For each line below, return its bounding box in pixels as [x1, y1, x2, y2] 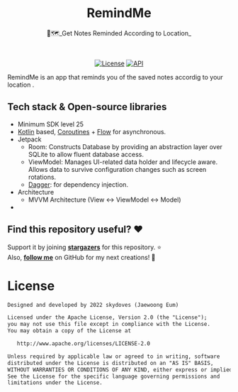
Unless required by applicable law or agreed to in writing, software [7, 353, 220, 360]
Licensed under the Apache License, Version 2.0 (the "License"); [7, 314, 208, 321]
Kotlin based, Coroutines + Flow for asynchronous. [17, 127, 166, 136]
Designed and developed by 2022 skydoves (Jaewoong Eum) [7, 301, 179, 308]
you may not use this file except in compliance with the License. [7, 321, 211, 328]
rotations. [28, 173, 57, 181]
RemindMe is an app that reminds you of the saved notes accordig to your [7, 72, 223, 81]
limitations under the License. [7, 379, 103, 386]
